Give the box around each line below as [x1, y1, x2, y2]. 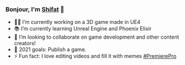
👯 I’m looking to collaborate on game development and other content [13, 33, 179, 40]
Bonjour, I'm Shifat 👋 [5, 5, 65, 13]
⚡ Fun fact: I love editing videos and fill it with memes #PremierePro [13, 53, 177, 60]
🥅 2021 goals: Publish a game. [13, 46, 87, 53]
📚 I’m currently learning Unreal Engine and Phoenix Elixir [13, 25, 152, 32]
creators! [13, 40, 36, 47]
